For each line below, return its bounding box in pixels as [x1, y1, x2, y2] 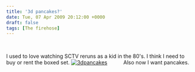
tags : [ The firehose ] [6, 25, 60, 31]
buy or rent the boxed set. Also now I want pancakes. [6, 59, 190, 66]
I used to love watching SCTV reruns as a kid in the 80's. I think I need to [6, 53, 185, 60]
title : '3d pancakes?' [6, 8, 63, 15]
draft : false [6, 19, 39, 25]
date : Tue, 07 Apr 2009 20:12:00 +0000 [6, 14, 106, 20]
